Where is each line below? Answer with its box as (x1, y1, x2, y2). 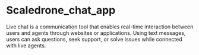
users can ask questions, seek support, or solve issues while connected (6, 35, 182, 43)
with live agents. (6, 42, 46, 49)
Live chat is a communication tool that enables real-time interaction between (6, 23, 194, 30)
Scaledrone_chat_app (6, 4, 116, 17)
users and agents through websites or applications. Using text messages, (6, 29, 186, 36)
